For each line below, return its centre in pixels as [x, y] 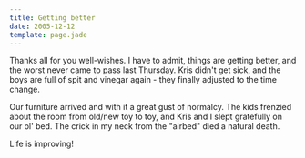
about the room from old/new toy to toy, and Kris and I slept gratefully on [146, 117]
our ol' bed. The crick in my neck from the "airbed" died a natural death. [145, 126]
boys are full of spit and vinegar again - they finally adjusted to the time [143, 80]
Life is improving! [42, 144]
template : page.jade [49, 35]
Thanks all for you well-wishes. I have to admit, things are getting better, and [153, 61]
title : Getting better [52, 18]
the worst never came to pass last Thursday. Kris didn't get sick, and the [145, 70]
